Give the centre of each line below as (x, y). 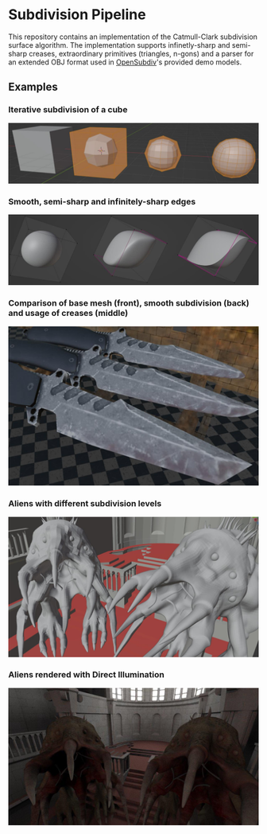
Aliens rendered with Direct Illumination (86, 675)
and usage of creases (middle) (68, 314)
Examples (33, 87)
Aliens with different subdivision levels (85, 504)
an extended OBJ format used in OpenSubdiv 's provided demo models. (125, 62)
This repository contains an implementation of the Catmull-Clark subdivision (133, 37)
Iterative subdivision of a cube (68, 110)
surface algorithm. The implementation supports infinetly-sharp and (119, 45)
